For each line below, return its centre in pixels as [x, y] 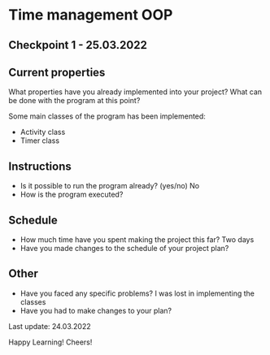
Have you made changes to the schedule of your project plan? [124, 249]
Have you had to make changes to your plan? [96, 310]
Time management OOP [91, 15]
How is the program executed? [72, 195]
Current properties [57, 72]
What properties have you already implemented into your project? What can [135, 92]
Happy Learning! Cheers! [50, 342]
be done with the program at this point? [74, 101]
